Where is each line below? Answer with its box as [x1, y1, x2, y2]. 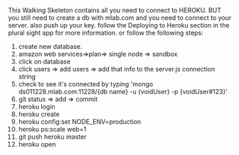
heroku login [18, 103, 55, 110]
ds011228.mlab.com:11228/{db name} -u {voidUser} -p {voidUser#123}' [18, 88, 228, 96]
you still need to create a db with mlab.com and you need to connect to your [8, 13, 232, 22]
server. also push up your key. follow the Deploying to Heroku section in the [8, 21, 230, 29]
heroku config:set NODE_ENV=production [18, 117, 142, 126]
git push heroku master [18, 132, 87, 141]
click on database [18, 57, 70, 66]
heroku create [18, 110, 60, 118]
